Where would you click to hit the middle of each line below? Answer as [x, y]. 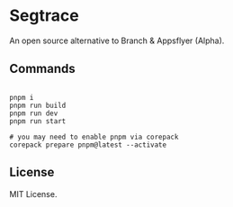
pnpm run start [38, 121]
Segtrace [44, 16]
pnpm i [22, 97]
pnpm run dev [34, 113]
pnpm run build [38, 105]
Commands [43, 69]
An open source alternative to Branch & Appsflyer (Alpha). [117, 40]
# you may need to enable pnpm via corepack [94, 137]
